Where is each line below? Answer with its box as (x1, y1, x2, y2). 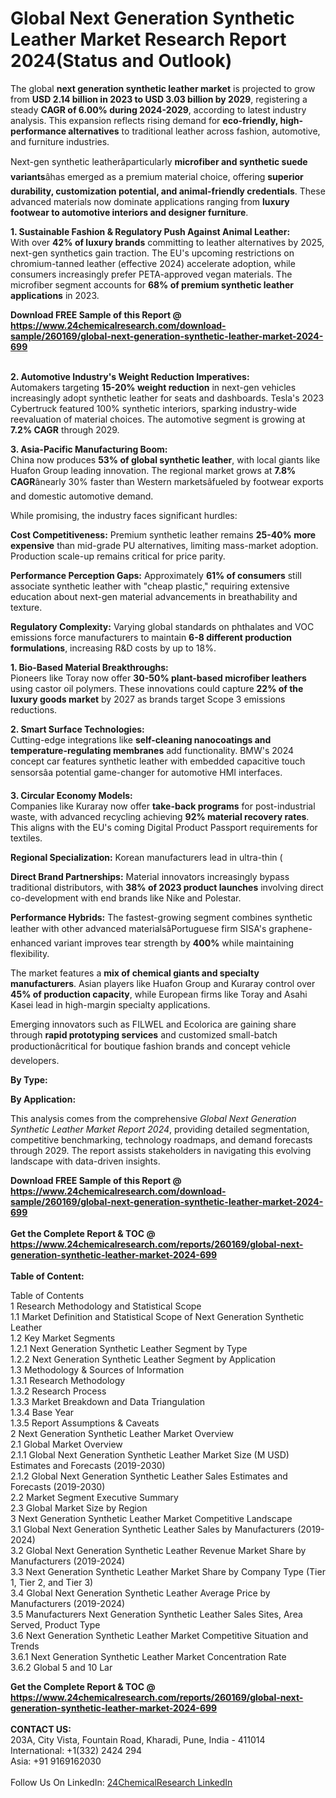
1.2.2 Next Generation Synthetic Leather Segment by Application (10, 1353, 276, 1365)
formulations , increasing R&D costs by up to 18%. (10, 642, 217, 654)
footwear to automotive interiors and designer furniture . (10, 206, 249, 218)
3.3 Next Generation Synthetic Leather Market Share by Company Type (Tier (10, 1565, 326, 1577)
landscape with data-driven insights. (10, 1155, 161, 1167)
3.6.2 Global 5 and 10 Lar (10, 1661, 113, 1673)
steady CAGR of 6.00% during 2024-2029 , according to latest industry (10, 103, 307, 116)
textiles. (10, 832, 43, 844)
